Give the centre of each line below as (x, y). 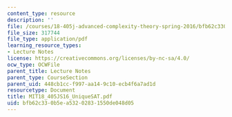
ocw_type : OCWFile (33, 65)
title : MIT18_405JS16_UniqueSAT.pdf (60, 97)
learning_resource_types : (44, 45)
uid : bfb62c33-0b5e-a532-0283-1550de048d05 (71, 103)
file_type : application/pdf (48, 39)
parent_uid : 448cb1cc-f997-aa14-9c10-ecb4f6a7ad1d (81, 84)
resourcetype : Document (41, 90)
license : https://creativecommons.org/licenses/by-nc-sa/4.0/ (98, 58)
